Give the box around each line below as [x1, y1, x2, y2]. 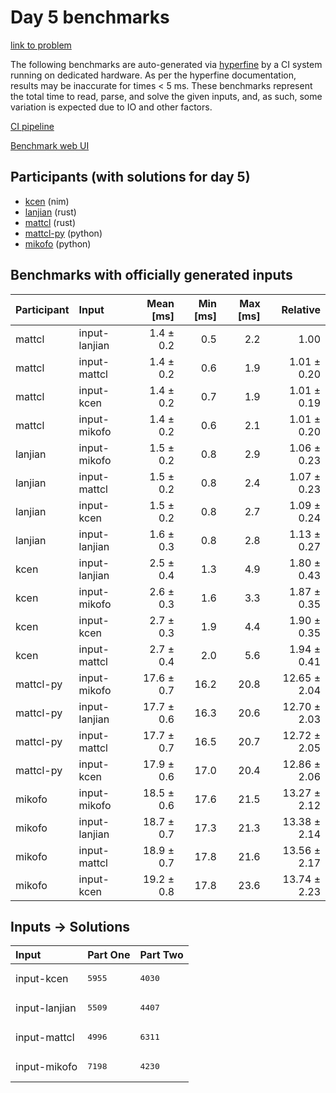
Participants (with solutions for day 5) [10, 169, 251, 186]
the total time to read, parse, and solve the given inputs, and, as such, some [10, 90, 323, 102]
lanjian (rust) [24, 206, 77, 218]
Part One [87, 948, 131, 962]
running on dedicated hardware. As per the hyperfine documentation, [10, 69, 297, 81]
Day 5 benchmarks [10, 6, 170, 29]
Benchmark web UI [10, 139, 90, 151]
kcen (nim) [24, 195, 70, 207]
